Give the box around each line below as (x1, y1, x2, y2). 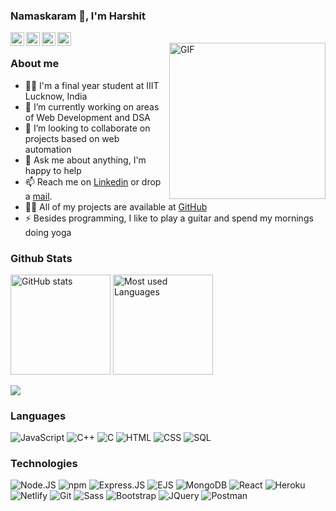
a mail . (24, 190, 53, 202)
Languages (10, 409, 67, 423)
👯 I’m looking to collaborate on (24, 122, 151, 134)
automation (24, 143, 72, 155)
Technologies (10, 457, 78, 471)
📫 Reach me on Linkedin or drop (24, 175, 162, 188)
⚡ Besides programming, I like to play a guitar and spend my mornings (24, 212, 314, 224)
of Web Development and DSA (24, 111, 151, 123)
